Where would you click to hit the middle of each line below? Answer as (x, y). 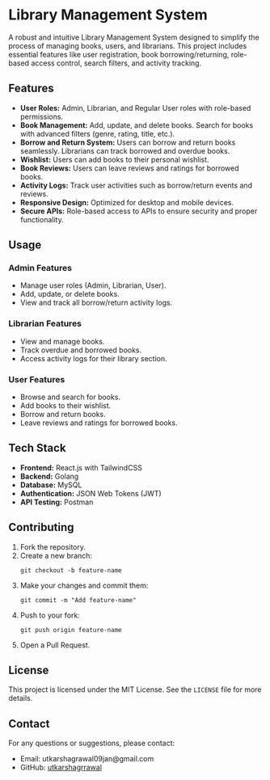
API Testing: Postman (57, 502)
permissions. (41, 116)
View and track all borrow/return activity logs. (96, 303)
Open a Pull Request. (55, 645)
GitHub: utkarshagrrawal (61, 767)
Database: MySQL (51, 485)
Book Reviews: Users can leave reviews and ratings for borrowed (130, 168)
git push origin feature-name (71, 630)
